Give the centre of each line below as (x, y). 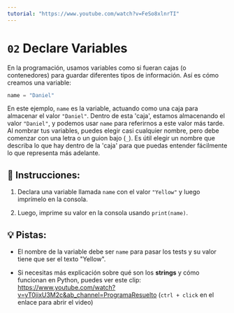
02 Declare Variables (67, 48)
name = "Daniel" (31, 95)
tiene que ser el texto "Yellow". (61, 259)
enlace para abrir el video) (55, 303)
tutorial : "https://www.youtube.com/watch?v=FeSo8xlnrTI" (93, 14)
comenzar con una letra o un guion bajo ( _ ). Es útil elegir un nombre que (111, 138)
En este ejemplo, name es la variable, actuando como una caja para (103, 108)
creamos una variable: (39, 82)
